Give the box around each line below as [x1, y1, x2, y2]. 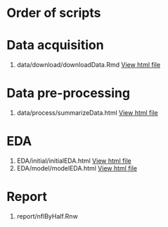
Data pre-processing [6, 85, 131, 102]
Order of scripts [6, 5, 101, 21]
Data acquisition [6, 37, 104, 54]
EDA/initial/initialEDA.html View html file [16, 157, 131, 165]
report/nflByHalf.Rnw [16, 211, 78, 220]
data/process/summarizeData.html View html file [16, 109, 159, 117]
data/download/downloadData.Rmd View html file [16, 61, 161, 69]
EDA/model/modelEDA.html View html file [16, 164, 138, 172]
